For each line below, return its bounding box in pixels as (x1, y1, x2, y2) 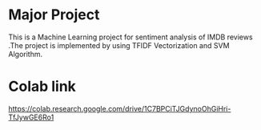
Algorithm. (8, 49, 42, 59)
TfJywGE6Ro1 (8, 112, 54, 122)
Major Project (8, 6, 100, 24)
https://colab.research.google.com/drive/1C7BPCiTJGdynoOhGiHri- (8, 104, 231, 113)
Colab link (8, 78, 76, 95)
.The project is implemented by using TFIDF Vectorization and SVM (8, 40, 230, 50)
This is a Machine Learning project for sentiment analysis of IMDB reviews (8, 32, 254, 42)
